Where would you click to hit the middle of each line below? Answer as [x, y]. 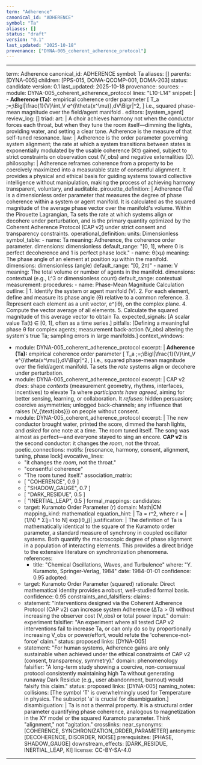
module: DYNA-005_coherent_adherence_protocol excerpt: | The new [101, 417]
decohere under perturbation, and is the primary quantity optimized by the [98, 221]
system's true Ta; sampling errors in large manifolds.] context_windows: [95, 336]
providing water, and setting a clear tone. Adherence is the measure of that [99, 131]
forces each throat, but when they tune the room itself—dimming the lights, [99, 124]
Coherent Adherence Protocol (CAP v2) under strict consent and [86, 227]
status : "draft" [26, 34]
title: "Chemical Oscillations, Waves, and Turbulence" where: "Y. [112, 564]
